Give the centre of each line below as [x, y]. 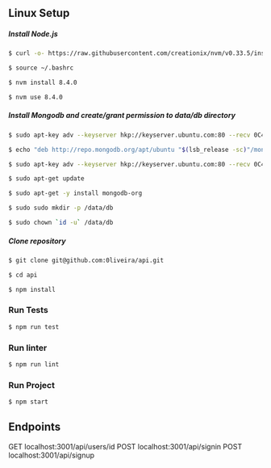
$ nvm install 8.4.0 [43, 83]
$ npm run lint [34, 365]
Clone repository [37, 241]
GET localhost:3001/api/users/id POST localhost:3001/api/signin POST [125, 446]
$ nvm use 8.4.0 [35, 97]
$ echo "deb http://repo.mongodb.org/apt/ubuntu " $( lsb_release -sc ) [128, 150]
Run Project [31, 385]
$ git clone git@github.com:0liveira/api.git [86, 260]
